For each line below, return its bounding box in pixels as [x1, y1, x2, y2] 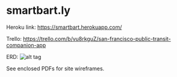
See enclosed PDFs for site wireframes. [6, 64, 105, 72]
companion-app [6, 42, 46, 49]
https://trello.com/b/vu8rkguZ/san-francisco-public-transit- [23, 35, 172, 42]
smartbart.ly [6, 4, 71, 17]
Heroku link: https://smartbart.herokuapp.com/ [6, 23, 122, 31]
